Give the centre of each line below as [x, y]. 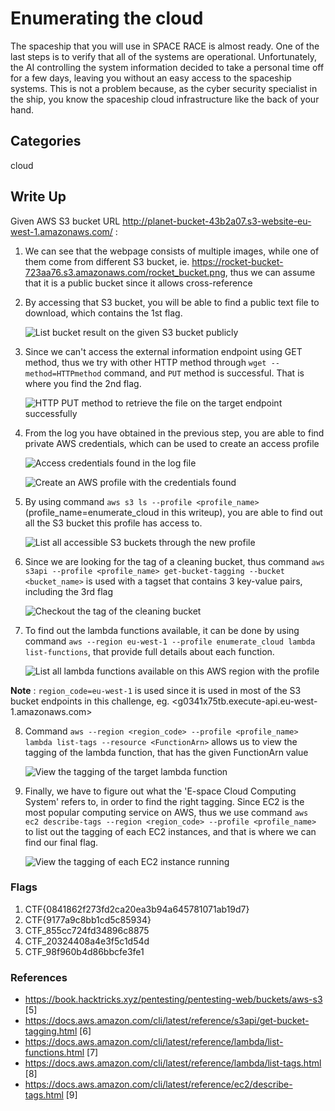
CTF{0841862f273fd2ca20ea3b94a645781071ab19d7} [137, 909]
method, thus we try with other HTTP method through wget [145, 362]
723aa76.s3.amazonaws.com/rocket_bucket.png [125, 272]
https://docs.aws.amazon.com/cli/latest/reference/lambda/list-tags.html [173, 1063]
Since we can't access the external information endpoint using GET [163, 351]
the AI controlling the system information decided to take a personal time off [167, 67]
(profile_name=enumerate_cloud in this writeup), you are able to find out [173, 512]
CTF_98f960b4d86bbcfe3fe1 [84, 951]
